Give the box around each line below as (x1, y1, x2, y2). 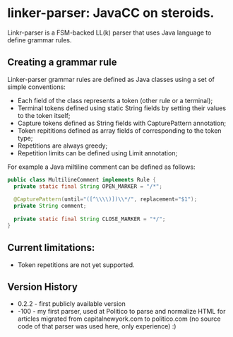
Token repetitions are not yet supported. (17, 260, 136, 269)
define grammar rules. (7, 35, 72, 44)
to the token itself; (17, 111, 71, 119)
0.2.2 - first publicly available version (17, 300, 126, 308)
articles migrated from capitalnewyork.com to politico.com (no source (17, 314, 221, 323)
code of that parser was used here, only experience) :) (17, 322, 177, 331)
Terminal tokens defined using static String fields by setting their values (17, 104, 227, 112)
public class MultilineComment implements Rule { (7, 176, 157, 183)
